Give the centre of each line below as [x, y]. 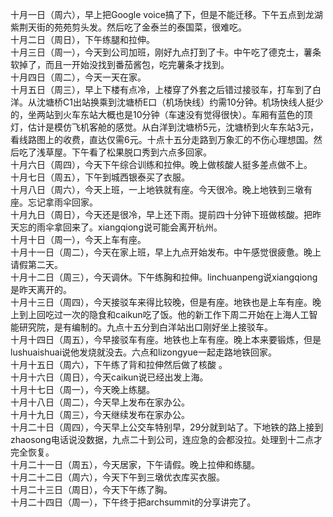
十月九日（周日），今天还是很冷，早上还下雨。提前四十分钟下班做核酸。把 [161, 214]
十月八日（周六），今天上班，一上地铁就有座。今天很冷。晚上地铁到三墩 [157, 189]
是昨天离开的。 [41, 289]
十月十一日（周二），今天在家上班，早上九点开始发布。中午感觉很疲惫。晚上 [166, 252]
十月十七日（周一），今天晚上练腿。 [82, 389]
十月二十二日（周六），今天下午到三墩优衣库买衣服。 [117, 477]
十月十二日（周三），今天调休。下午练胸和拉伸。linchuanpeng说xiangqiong [164, 277]
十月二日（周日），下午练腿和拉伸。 [82, 39]
